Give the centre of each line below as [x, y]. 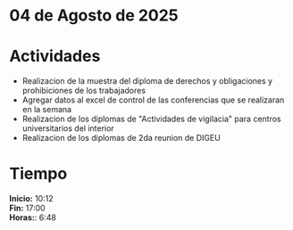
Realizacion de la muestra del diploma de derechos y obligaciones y [147, 81]
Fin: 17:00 [28, 208]
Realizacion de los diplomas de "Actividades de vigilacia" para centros [151, 119]
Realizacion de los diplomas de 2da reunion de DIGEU [121, 138]
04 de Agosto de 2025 [94, 16]
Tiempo [38, 174]
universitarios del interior [68, 128]
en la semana [47, 110]
